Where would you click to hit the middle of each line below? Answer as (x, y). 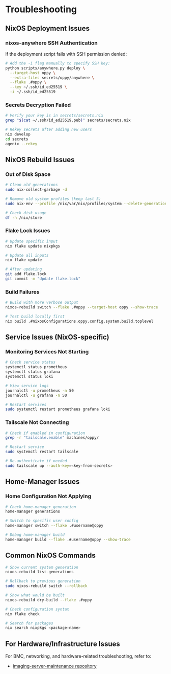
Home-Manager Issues (42, 482)
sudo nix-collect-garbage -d (36, 190)
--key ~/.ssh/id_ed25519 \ (38, 87)
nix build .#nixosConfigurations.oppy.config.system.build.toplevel (79, 321)
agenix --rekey (21, 144)
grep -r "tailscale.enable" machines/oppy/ (52, 438)
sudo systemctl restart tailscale (42, 452)
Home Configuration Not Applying (48, 496)
